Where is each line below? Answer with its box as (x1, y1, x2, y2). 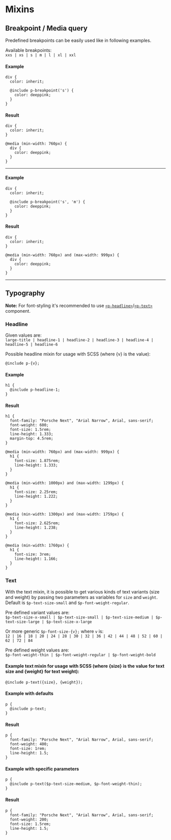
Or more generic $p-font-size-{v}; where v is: (5, 628, 104, 634)
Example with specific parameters (5, 766, 79, 772)
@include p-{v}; (5, 361, 40, 366)
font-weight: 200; (10, 817, 49, 822)
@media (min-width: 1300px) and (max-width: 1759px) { (5, 512, 124, 517)
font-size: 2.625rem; (14, 521, 60, 526)
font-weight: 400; (10, 742, 49, 747)
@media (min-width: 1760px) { (5, 543, 70, 548)
